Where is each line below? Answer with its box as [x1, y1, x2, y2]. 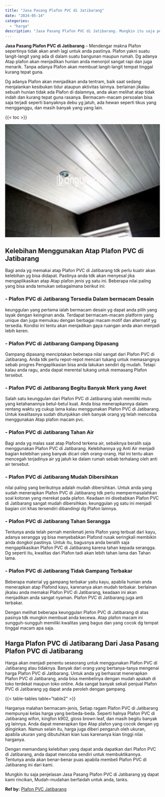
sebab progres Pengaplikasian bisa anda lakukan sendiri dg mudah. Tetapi [5, 362, 156, 368]
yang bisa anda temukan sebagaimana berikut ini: [5, 283, 106, 289]
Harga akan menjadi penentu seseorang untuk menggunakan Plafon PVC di [5, 660, 158, 666]
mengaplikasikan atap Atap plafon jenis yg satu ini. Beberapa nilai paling [5, 278, 151, 284]
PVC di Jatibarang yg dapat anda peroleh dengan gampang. [5, 686, 127, 692]
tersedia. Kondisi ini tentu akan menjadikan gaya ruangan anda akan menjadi [5, 322, 160, 328]
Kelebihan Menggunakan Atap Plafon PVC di [5, 247, 144, 255]
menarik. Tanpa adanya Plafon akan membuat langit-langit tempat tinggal [5, 64, 153, 70]
